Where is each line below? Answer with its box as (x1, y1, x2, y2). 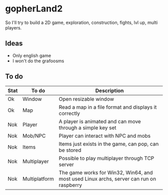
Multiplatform (22, 175, 54, 182)
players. (5, 24, 22, 30)
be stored (58, 147, 81, 154)
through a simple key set (58, 124, 116, 131)
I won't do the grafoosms (12, 58, 64, 64)
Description (95, 87, 124, 94)
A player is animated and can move (58, 118, 141, 125)
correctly (58, 110, 80, 117)
